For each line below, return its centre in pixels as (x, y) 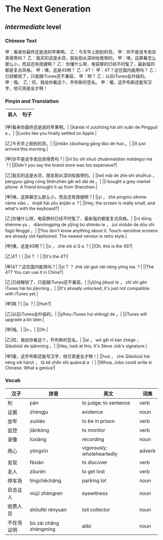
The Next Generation (48, 9)
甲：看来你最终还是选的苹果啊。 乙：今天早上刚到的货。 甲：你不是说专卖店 (81, 51)
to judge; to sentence (106, 403)
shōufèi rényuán (48, 510)
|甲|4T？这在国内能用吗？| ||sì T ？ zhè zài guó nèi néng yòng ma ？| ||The (80, 267)
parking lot (94, 481)
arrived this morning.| (27, 149)
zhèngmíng (43, 529)
